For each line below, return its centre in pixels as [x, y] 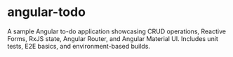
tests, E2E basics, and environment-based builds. [79, 46]
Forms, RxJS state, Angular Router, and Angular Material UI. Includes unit [113, 38]
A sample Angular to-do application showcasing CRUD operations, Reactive [117, 31]
